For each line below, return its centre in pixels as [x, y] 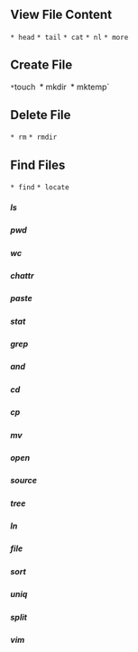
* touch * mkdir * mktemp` [60, 87]
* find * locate [40, 188]
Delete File [41, 115]
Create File [41, 65]
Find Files [38, 165]
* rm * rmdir [34, 138]
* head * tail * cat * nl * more [69, 37]
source [24, 481]
